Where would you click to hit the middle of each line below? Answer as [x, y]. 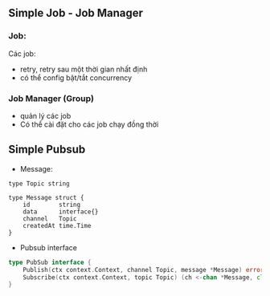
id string [52, 205]
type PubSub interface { [50, 262]
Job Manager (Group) [51, 98]
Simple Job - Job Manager [76, 13]
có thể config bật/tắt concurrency [76, 77]
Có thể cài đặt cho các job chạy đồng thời [89, 124]
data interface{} [61, 212]
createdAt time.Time [57, 225]
